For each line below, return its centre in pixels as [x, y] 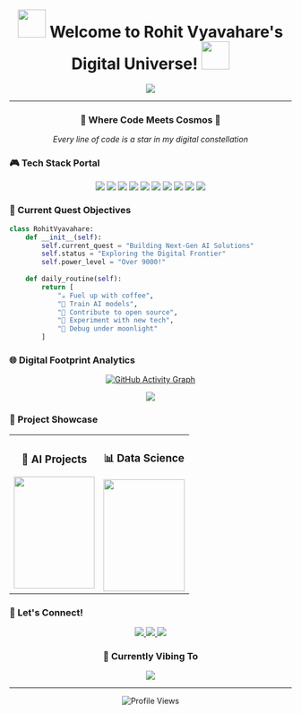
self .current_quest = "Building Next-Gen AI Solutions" [148, 245]
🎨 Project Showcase [54, 419]
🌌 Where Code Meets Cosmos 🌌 [150, 119]
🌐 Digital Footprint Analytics [73, 360]
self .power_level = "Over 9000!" [104, 262]
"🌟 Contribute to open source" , [117, 312]
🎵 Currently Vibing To [150, 656]
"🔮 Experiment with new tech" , [116, 321]
